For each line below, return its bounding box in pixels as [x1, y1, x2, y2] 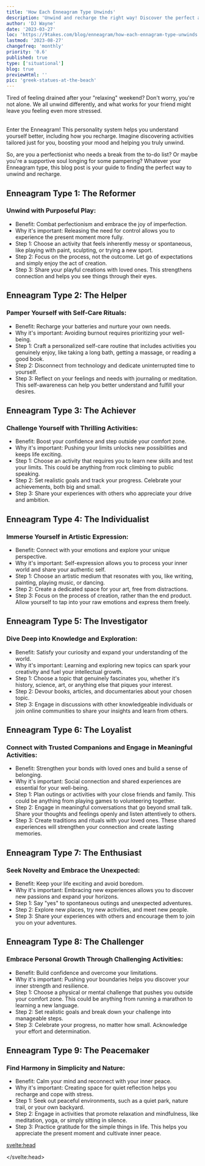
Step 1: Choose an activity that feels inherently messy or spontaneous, [15, 240, 192, 247]
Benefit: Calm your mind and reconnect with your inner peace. [15, 1078, 172, 1085]
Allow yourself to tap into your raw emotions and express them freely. [15, 598, 190, 605]
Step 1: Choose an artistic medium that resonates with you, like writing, [15, 572, 193, 580]
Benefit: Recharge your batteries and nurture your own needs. [15, 322, 171, 330]
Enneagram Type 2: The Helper [6, 290, 127, 301]
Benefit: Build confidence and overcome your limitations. [15, 969, 158, 976]
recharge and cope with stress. [15, 1091, 94, 1098]
